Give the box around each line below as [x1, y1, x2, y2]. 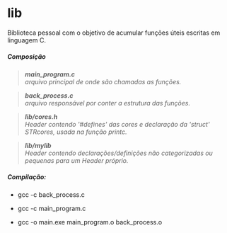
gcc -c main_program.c [17, 204, 86, 212]
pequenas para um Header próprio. [24, 156, 129, 164]
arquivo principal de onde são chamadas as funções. [24, 77, 182, 86]
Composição [7, 52, 46, 61]
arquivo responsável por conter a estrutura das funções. [24, 98, 191, 107]
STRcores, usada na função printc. [24, 127, 127, 136]
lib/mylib [24, 141, 52, 149]
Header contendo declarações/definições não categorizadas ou [24, 149, 214, 157]
